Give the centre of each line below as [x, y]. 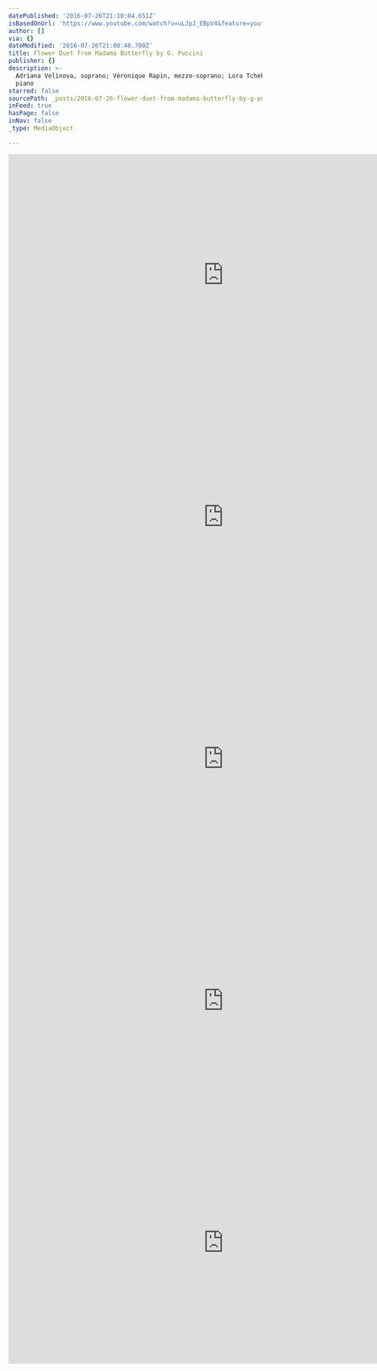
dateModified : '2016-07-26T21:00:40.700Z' [81, 46]
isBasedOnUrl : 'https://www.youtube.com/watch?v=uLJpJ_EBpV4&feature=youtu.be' [146, 23]
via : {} [21, 38]
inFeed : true [30, 106]
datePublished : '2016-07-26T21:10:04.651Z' [83, 16]
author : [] [27, 31]
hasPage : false [34, 114]
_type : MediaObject [41, 128]
